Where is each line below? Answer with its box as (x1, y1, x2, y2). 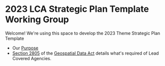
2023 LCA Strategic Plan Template (5, 3, 149, 15)
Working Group (5, 14, 69, 25)
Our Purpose (12, 45, 39, 51)
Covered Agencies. (12, 55, 52, 61)
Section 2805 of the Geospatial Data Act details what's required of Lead (12, 50, 159, 56)
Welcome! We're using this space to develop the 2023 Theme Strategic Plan (5, 30, 161, 36)
